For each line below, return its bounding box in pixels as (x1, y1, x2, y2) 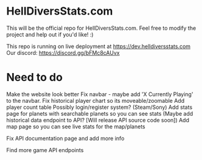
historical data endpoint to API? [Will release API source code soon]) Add (6, 116, 190, 123)
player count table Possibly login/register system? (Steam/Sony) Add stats (6, 103, 193, 111)
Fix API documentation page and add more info (6, 134, 125, 142)
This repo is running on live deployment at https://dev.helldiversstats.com (6, 43, 190, 50)
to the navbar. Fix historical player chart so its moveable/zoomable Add (6, 97, 185, 104)
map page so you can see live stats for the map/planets (6, 123, 145, 130)
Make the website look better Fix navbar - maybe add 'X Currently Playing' (6, 90, 193, 98)
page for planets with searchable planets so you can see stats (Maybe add (6, 110, 193, 117)
